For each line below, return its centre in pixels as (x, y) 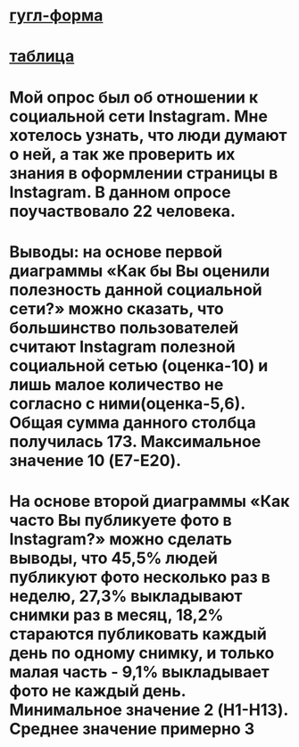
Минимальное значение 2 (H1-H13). (149, 710)
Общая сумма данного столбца (133, 423)
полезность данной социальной (136, 290)
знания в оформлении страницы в (144, 173)
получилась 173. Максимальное (135, 441)
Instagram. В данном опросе (120, 192)
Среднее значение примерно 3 (132, 729)
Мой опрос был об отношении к (134, 97)
